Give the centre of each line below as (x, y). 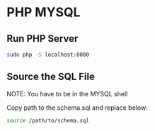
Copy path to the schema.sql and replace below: (77, 108)
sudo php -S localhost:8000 (48, 55)
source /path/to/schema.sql (48, 120)
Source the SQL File (51, 77)
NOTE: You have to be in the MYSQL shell (67, 93)
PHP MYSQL (44, 12)
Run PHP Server (42, 39)
